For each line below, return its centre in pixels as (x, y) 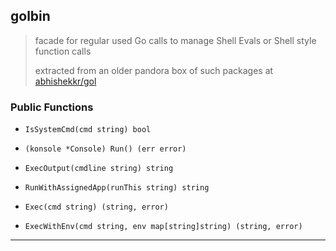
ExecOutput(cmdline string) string (99, 169)
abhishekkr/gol (65, 81)
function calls (63, 51)
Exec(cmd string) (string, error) (96, 207)
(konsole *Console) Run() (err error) (105, 149)
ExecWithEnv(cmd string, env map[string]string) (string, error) (163, 227)
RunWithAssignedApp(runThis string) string (117, 188)
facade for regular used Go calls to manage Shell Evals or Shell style (175, 40)
